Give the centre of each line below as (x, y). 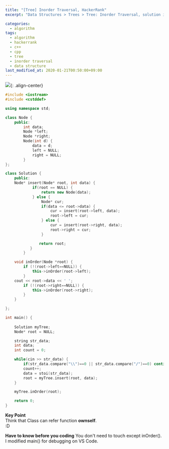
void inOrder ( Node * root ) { (44, 262)
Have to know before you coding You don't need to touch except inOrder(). (83, 436)
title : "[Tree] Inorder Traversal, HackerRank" (56, 10)
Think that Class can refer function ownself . (51, 421)
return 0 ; (25, 401)
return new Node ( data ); (66, 192)
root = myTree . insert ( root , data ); (61, 378)
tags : (11, 33)
